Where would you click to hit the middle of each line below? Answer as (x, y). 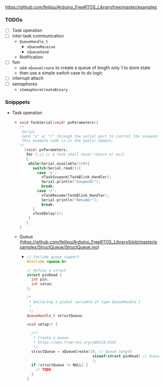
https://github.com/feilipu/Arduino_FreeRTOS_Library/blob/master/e (89, 241)
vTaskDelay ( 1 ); (48, 214)
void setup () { (42, 325)
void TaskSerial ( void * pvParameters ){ (59, 122)
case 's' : (47, 173)
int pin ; (40, 279)
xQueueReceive (41, 47)
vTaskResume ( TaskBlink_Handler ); (75, 195)
